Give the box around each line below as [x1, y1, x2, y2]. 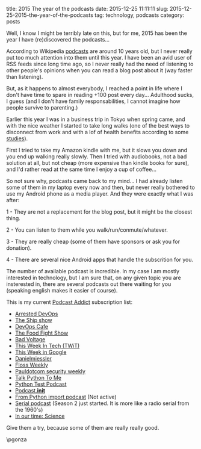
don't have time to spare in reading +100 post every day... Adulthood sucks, [6, 91, 194, 98]
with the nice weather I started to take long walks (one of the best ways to [6, 122, 190, 129]
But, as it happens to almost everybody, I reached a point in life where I [6, 85, 182, 92]
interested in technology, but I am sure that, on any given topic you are [6, 274, 182, 281]
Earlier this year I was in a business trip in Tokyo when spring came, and [6, 116, 185, 123]
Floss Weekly [14, 361, 48, 368]
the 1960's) [14, 406, 43, 413]
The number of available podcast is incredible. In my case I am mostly [6, 268, 179, 274]
